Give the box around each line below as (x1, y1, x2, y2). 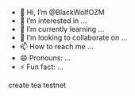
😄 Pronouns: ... (19, 53, 71, 63)
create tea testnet (8, 80, 66, 90)
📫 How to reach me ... (19, 42, 94, 51)
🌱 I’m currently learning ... (19, 25, 105, 33)
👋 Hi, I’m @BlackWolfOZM (19, 8, 105, 17)
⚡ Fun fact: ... (19, 62, 64, 71)
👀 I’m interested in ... (19, 16, 87, 25)
